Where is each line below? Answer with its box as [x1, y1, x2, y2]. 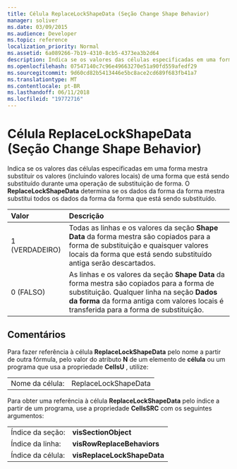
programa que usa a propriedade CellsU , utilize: [7, 363, 149, 371]
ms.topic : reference [7, 37, 68, 44]
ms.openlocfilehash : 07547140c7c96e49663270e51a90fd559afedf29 [7, 63, 197, 70]
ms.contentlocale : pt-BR [7, 83, 80, 90]
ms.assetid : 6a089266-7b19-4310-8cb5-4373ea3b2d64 [7, 50, 159, 57]
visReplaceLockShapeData [72, 450, 164, 460]
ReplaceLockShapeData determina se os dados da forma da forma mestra [7, 186, 225, 195]
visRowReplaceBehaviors [72, 439, 160, 449]
